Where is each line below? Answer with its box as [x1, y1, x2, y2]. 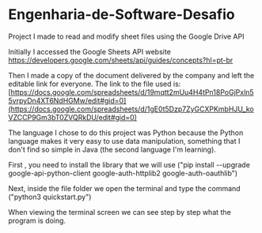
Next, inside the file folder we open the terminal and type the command [8, 183, 241, 193]
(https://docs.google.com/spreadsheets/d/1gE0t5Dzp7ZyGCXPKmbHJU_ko [8, 104, 255, 114]
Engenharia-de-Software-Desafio [8, 6, 235, 24]
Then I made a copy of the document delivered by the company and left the [8, 70, 255, 80]
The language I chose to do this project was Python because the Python [8, 128, 244, 137]
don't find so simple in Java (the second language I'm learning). [8, 145, 216, 154]
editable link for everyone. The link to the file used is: [8, 79, 181, 88]
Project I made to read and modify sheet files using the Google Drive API [8, 32, 245, 41]
